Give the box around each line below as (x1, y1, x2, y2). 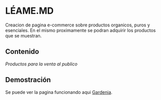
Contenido (5, 47, 39, 56)
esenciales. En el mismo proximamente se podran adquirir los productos (5, 27, 156, 33)
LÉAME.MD (5, 5, 54, 17)
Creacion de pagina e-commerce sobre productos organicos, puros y (5, 22, 150, 28)
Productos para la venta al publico (5, 61, 77, 67)
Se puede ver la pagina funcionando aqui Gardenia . (5, 89, 113, 95)
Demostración (5, 76, 51, 84)
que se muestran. (5, 32, 42, 39)
